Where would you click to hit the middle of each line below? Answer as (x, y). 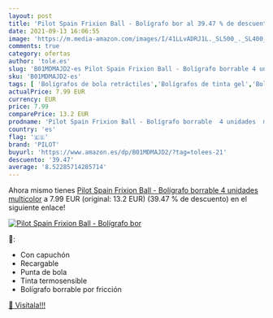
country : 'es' (32, 129)
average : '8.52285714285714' (58, 168)
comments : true (34, 46)
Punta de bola (43, 272)
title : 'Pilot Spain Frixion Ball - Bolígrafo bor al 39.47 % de (121, 24)
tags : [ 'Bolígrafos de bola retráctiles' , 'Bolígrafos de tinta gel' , (130, 84)
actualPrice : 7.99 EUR (47, 91)
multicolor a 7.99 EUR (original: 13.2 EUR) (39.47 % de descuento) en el (128, 199)
